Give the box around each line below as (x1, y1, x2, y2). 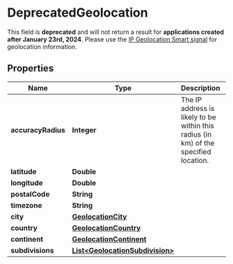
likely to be (180, 112, 216, 122)
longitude (10, 178, 43, 188)
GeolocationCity (71, 211, 127, 221)
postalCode (10, 189, 50, 199)
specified (180, 147, 212, 157)
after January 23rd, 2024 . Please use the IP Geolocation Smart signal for (7, 35, 218, 43)
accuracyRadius (10, 125, 66, 134)
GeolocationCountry (71, 223, 141, 233)
